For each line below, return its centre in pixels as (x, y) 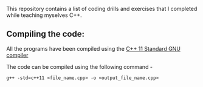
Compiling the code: (46, 34)
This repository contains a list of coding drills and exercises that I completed (102, 9)
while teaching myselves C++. (44, 15)
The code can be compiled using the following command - (80, 66)
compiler (17, 55)
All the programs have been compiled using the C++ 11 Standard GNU (94, 48)
